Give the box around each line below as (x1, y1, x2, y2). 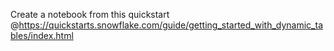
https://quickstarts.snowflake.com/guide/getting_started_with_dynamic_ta (18, 19, 323, 31)
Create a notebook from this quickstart (10, 9, 170, 20)
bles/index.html (10, 30, 74, 41)
